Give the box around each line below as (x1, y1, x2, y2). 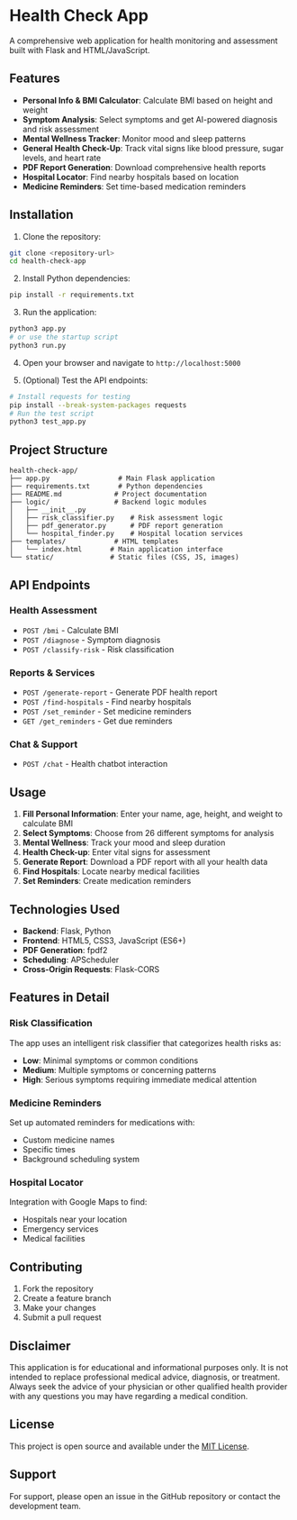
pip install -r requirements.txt (9, 290, 135, 300)
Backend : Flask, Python (22, 925, 112, 937)
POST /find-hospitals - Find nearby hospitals (22, 696, 192, 707)
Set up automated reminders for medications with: (9, 1117, 195, 1128)
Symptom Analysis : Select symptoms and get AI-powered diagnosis (22, 114, 278, 124)
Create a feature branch (22, 1293, 112, 1304)
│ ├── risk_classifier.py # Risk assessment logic (9, 514, 223, 523)
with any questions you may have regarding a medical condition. (9, 1390, 248, 1401)
